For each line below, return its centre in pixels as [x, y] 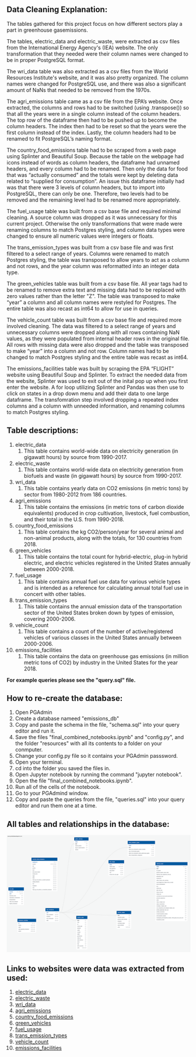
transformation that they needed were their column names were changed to [97, 54]
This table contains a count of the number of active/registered [98, 631]
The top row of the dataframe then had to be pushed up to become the [92, 120]
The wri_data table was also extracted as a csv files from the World [87, 71]
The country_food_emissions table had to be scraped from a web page [92, 150]
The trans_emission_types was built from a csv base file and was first [90, 247]
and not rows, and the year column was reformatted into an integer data [93, 266]
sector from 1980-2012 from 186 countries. [75, 494]
